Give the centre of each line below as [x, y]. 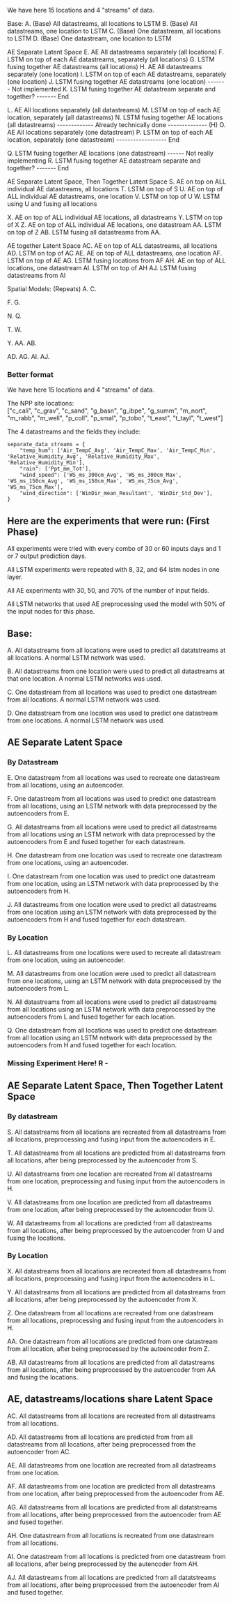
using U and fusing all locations [52, 204]
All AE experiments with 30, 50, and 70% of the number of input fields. [109, 591]
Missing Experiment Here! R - [58, 1063]
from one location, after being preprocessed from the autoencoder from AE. [116, 1493]
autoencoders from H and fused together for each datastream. [97, 919]
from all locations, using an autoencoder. [66, 785]
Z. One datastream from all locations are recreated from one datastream [110, 1313]
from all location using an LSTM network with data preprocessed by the [110, 1037]
